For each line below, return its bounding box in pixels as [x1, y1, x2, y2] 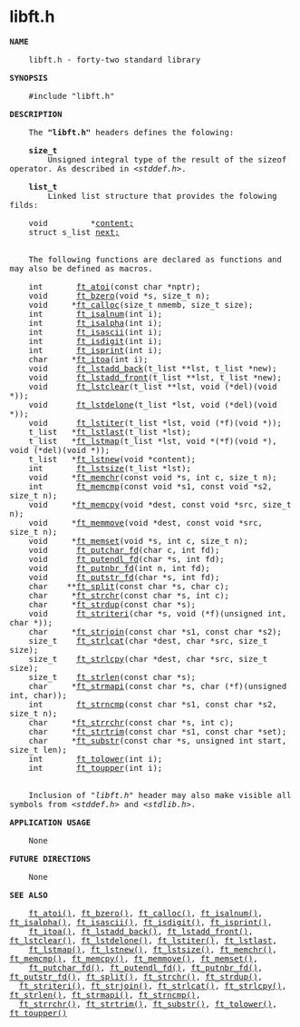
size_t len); [9, 745, 68, 755]
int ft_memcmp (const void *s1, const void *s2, [28, 481, 273, 491]
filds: [9, 200, 39, 210]
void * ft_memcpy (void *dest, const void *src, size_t [28, 499, 292, 509]
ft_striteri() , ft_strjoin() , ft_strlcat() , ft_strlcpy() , [18, 981, 287, 991]
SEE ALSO [9, 890, 48, 900]
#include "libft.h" [28, 91, 115, 101]
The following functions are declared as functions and [28, 254, 283, 264]
